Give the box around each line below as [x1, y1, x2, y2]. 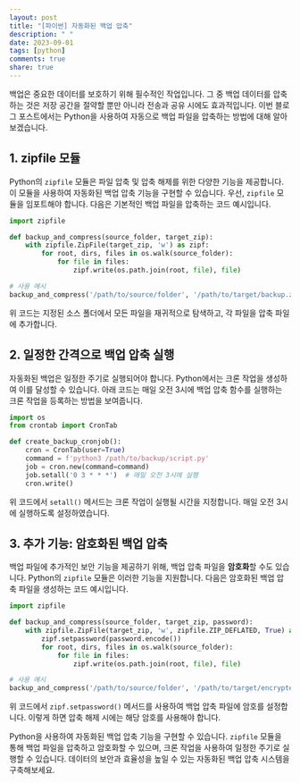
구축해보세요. [9, 765, 55, 776]
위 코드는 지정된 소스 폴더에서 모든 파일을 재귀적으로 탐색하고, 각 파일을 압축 [9, 307, 274, 318]
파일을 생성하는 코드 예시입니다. [18, 584, 129, 594]
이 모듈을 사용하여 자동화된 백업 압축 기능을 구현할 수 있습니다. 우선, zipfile [9, 187, 275, 198]
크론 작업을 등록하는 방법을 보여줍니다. [9, 395, 143, 406]
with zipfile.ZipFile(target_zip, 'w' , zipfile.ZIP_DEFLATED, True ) [25, 627, 286, 636]
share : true [9, 63, 54, 72]
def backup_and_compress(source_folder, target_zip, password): [9, 618, 254, 627]
